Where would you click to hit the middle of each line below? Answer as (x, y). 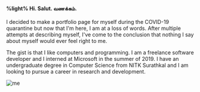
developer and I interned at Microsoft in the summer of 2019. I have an (93, 59)
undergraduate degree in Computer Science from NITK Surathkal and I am (98, 65)
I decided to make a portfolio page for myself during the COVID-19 (88, 22)
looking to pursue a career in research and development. (76, 72)
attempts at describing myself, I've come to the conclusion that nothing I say (100, 35)
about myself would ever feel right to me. (57, 41)
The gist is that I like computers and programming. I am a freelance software (100, 53)
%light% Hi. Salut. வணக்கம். (41, 8)
